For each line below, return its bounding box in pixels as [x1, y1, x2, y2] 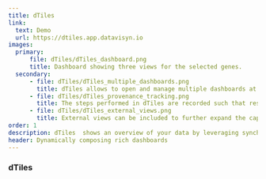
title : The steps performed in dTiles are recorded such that [36, 99, 246, 107]
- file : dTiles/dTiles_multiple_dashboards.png [28, 77, 190, 85]
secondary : [15, 70, 51, 78]
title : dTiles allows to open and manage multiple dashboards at [36, 84, 257, 93]
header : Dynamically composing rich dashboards [8, 136, 169, 144]
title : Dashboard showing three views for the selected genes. [28, 63, 243, 71]
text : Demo [15, 26, 51, 34]
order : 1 [8, 121, 37, 129]
